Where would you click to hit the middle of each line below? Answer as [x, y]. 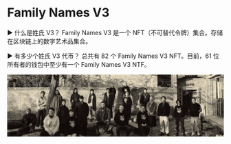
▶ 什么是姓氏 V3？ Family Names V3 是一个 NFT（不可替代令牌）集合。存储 [115, 32]
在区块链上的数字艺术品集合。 [49, 41]
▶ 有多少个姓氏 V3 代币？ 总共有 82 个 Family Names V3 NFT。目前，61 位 [113, 56]
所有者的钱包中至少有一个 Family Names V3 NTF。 [79, 64]
